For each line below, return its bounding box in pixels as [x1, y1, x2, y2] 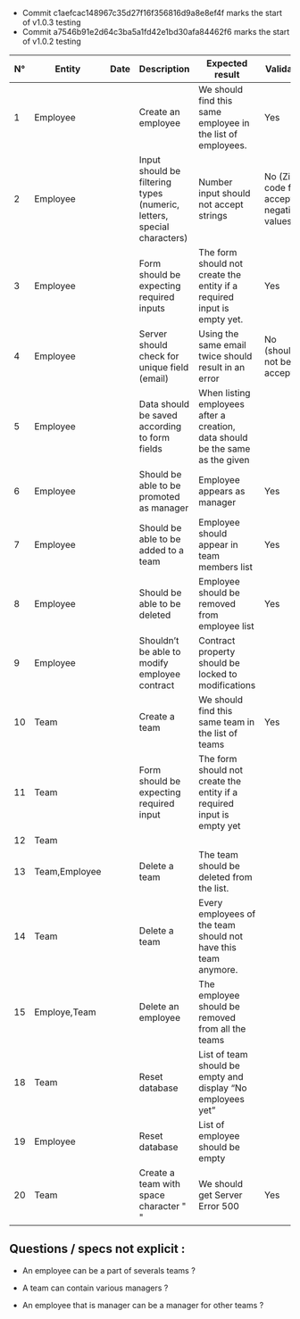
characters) [138, 232, 188, 244]
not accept [198, 198, 244, 211]
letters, [138, 210, 169, 221]
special [138, 220, 170, 233]
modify [138, 657, 169, 668]
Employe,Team [34, 1006, 96, 1018]
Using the [198, 328, 239, 340]
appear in [198, 539, 238, 551]
